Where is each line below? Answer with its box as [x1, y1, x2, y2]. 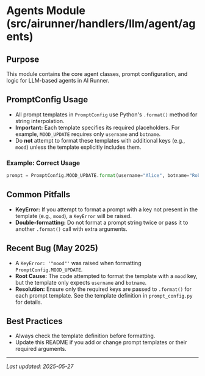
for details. [15, 298, 43, 306]
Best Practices [6, 316, 63, 326]
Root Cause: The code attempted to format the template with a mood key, [15, 272, 198, 279]
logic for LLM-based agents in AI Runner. [6, 77, 110, 84]
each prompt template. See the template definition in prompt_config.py [15, 291, 193, 299]
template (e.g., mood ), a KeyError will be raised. [15, 212, 132, 219]
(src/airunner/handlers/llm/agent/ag [6, 17, 196, 31]
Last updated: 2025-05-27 [6, 363, 74, 370]
